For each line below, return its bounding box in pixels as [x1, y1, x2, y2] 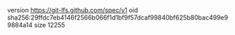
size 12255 [34, 21, 65, 29]
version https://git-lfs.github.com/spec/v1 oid [7, 6, 139, 14]
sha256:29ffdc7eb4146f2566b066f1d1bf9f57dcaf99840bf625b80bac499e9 [7, 13, 229, 22]
